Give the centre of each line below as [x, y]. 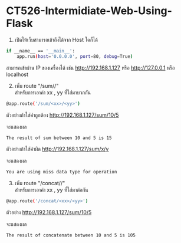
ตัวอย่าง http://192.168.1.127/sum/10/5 [49, 212]
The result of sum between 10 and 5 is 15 [59, 138]
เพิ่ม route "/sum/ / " [37, 86]
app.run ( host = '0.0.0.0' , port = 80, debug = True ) [75, 56]
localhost [17, 74]
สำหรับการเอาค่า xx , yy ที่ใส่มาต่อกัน [51, 190]
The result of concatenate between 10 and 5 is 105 [71, 235]
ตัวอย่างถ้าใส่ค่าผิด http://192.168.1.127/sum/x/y [57, 149]
